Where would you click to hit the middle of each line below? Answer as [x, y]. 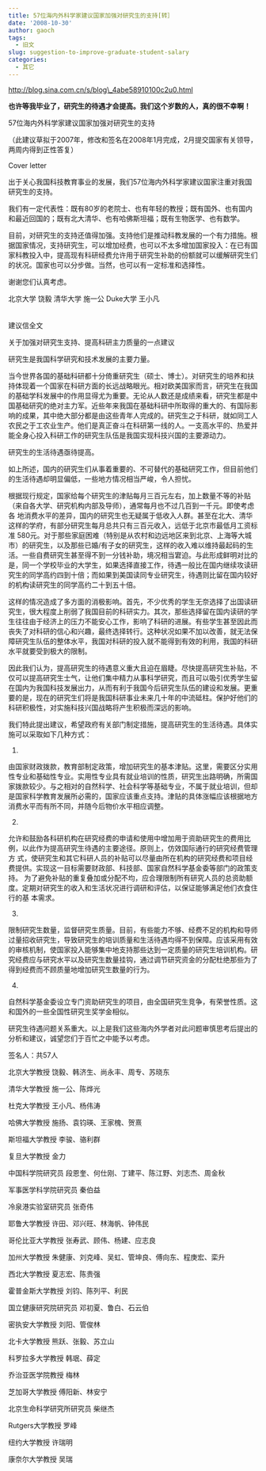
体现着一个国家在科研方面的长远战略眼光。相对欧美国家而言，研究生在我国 [136, 386]
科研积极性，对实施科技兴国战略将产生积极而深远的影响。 [102, 707]
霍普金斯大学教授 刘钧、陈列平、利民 [68, 1290]
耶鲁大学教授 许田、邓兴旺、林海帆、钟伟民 [78, 1223]
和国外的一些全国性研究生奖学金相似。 [70, 1012]
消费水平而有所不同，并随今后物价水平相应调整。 [88, 806]
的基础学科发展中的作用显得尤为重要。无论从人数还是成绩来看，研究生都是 [129, 395]
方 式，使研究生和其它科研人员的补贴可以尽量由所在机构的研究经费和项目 [127, 858]
